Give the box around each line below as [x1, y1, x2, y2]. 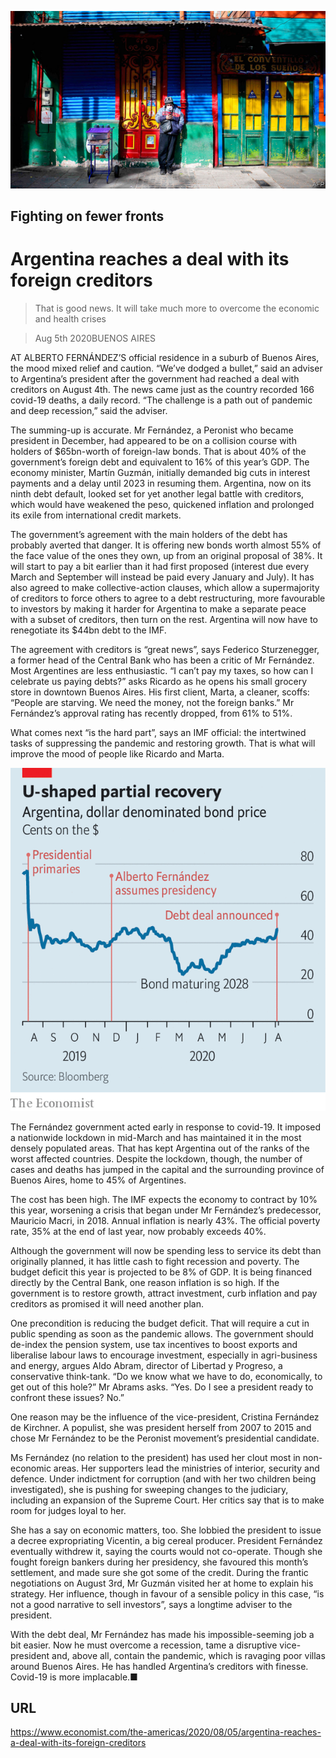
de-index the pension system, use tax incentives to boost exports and [10, 1338, 298, 1350]
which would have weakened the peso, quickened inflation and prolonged [10, 498, 315, 510]
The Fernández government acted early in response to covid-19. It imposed [10, 1121, 322, 1133]
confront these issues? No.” [10, 1391, 125, 1403]
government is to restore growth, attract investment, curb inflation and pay [10, 1287, 318, 1299]
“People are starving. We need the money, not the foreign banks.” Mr [10, 696, 295, 708]
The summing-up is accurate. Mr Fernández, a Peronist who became [10, 424, 294, 436]
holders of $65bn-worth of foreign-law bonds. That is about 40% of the [10, 445, 307, 457]
